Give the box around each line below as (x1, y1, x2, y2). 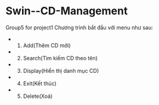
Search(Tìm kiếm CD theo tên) (23, 54, 98, 61)
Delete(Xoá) (23, 92, 53, 100)
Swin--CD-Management (5, 4, 128, 18)
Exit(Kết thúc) (23, 79, 57, 87)
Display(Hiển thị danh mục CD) (23, 67, 99, 74)
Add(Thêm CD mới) (23, 42, 71, 49)
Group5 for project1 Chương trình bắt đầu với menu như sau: (5, 24, 153, 31)
